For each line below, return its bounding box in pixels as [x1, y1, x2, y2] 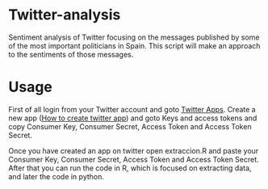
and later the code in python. [8, 171, 105, 181]
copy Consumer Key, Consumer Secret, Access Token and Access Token [8, 121, 252, 131]
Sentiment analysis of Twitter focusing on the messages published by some [8, 32, 260, 42]
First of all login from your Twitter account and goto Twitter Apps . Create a [8, 104, 256, 114]
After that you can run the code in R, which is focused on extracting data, [8, 163, 252, 173]
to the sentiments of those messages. [8, 49, 134, 59]
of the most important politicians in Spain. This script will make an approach [8, 40, 261, 50]
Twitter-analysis [8, 6, 121, 24]
